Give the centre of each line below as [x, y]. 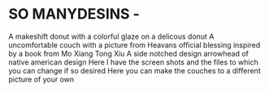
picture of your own [41, 79]
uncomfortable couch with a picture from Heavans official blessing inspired [134, 44]
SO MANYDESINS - [74, 14]
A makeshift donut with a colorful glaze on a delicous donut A [111, 36]
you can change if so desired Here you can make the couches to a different [135, 70]
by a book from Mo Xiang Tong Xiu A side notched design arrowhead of [129, 53]
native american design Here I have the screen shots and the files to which [133, 62]
